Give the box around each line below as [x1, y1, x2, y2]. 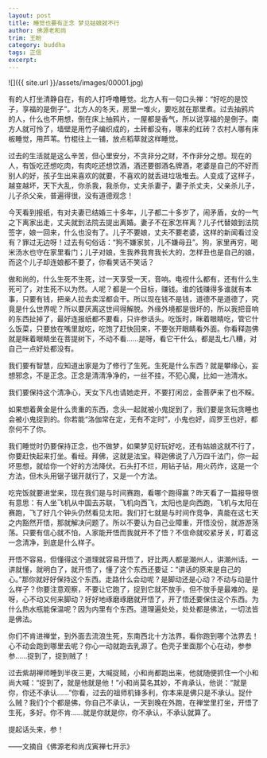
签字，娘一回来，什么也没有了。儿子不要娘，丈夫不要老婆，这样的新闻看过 [8, 227, 252, 237]
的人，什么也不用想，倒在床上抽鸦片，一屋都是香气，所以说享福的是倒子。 [8, 114, 252, 123]
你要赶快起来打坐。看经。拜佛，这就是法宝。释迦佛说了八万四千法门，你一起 [8, 451, 259, 461]
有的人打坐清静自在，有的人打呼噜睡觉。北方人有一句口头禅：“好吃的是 [8, 94, 242, 103]
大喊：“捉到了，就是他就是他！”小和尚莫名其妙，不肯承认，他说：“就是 [14, 678, 248, 687]
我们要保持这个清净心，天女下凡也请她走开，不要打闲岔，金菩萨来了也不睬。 [8, 387, 259, 397]
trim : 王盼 [8, 33, 42, 42]
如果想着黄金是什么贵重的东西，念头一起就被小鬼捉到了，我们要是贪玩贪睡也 [8, 404, 259, 414]
